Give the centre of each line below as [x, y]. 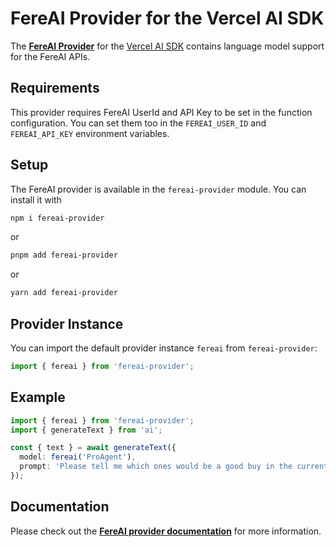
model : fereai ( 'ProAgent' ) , [78, 457]
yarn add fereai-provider [64, 293]
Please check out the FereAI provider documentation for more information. [166, 531]
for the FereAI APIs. [50, 56]
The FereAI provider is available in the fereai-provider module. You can [158, 189]
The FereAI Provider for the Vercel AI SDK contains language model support [167, 46]
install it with [36, 199]
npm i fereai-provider [57, 218]
